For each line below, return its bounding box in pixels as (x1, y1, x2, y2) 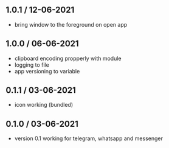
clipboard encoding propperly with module (14, 55, 122, 62)
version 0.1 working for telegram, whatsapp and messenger (14, 135, 164, 142)
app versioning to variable (14, 67, 80, 75)
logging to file (14, 61, 49, 69)
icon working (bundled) (14, 101, 74, 109)
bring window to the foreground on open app (14, 21, 128, 28)
